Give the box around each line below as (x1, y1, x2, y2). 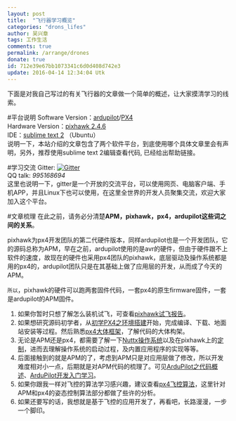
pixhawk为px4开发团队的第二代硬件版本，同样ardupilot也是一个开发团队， (7, 235, 222, 244)
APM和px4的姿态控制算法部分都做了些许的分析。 (17, 388, 159, 397)
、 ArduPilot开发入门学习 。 (23, 370, 100, 380)
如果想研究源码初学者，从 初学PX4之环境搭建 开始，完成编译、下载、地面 (17, 318, 227, 327)
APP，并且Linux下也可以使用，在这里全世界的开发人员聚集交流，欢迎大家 (13, 188, 226, 197)
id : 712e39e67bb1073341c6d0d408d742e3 (7, 63, 121, 70)
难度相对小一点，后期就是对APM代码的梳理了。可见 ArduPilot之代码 (17, 362, 212, 370)
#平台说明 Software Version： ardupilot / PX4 (7, 113, 133, 122)
